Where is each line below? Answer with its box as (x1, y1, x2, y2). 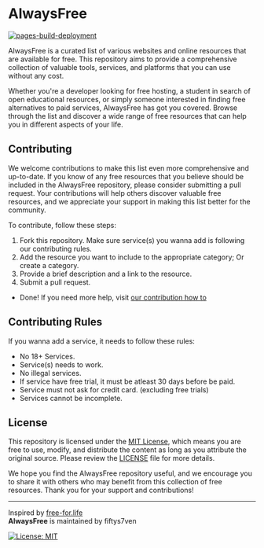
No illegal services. (19, 368, 82, 377)
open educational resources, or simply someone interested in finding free (8, 94, 246, 104)
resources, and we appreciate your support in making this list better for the (8, 197, 251, 206)
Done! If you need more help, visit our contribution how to (19, 292, 207, 302)
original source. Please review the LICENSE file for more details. (8, 454, 215, 463)
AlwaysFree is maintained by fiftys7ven (8, 517, 137, 526)
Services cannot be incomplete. (19, 393, 123, 403)
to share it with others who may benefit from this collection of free (8, 477, 222, 487)
